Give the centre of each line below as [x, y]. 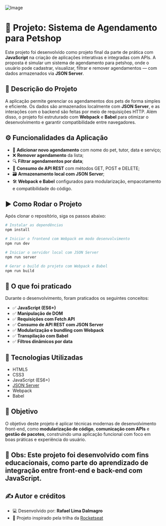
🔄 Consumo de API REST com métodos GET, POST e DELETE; [76, 168]
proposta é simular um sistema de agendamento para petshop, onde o [77, 63]
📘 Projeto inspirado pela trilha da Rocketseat [58, 518]
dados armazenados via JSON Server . [45, 73]
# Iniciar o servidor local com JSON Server [52, 252]
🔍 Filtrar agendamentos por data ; [48, 161]
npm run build [20, 271]
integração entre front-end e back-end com [74, 471]
